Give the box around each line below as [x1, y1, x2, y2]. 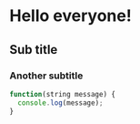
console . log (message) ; [17, 98, 104, 108]
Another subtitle [9, 69, 84, 82]
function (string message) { [9, 89, 116, 98]
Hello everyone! [9, 5, 132, 26]
